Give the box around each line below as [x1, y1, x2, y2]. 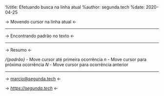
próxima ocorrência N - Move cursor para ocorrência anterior [5, 62, 128, 68]
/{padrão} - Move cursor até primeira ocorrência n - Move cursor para [5, 56, 147, 62]
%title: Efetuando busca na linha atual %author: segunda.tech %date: [5, 4, 145, 10]
